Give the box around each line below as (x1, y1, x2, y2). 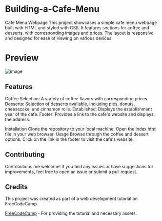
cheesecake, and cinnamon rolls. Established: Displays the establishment (5, 106, 152, 112)
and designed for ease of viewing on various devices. (5, 35, 113, 41)
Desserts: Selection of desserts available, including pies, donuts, (5, 101, 135, 107)
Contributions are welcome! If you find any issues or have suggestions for (5, 163, 154, 169)
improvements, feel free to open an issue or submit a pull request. (5, 169, 138, 175)
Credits (5, 182, 28, 191)
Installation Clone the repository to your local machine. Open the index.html (5, 126, 157, 132)
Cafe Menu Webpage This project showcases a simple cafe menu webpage (5, 20, 157, 25)
